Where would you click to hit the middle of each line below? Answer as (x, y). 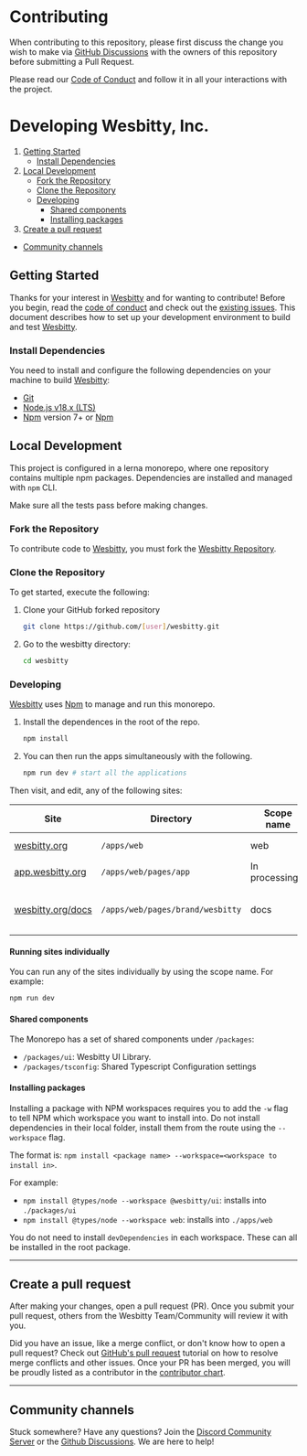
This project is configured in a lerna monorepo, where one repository (139, 467)
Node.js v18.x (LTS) (59, 407)
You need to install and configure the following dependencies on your (140, 370)
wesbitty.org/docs (53, 910)
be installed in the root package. (70, 1247)
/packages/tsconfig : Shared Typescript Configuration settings (139, 1066)
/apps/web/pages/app (145, 872)
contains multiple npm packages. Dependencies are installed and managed (151, 477)
